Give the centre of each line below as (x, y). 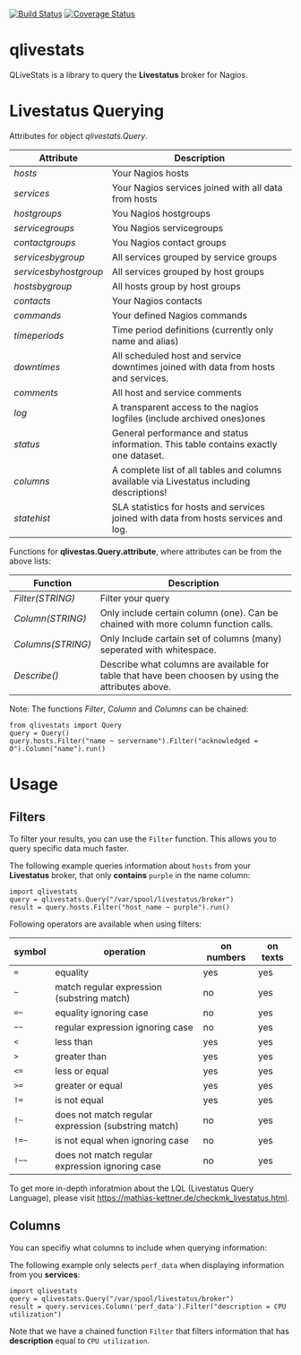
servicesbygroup (49, 257)
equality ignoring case (102, 1013)
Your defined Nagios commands (180, 315)
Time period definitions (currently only (193, 330)
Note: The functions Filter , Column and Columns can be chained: (129, 709)
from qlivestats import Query (66, 725)
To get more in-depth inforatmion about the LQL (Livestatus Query (131, 1188)
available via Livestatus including (181, 481)
